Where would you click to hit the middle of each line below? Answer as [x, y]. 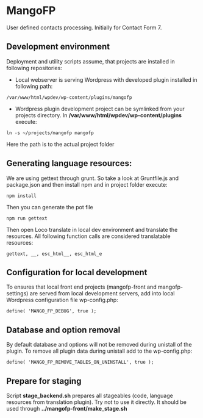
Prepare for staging [44, 381]
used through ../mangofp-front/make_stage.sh [67, 409]
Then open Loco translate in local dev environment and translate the [92, 229]
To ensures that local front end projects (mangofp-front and [81, 287]
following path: [34, 86]
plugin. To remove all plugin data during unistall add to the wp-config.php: [99, 351]
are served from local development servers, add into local [102, 294]
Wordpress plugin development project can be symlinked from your [100, 109]
